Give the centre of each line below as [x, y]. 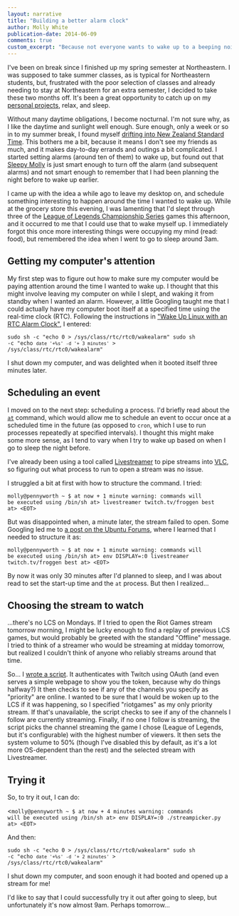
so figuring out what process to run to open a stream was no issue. [106, 469]
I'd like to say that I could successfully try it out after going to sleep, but [112, 897]
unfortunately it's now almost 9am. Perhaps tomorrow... [89, 905]
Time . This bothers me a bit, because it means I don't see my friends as [112, 142]
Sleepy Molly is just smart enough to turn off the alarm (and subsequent [113, 164]
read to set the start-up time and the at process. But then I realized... [108, 583]
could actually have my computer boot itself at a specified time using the [114, 309]
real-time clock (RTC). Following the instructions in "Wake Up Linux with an [117, 316]
